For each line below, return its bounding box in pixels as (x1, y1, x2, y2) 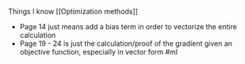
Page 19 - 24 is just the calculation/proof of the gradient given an (19, 39, 232, 48)
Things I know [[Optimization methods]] (8, 7, 139, 16)
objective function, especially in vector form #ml (19, 47, 178, 56)
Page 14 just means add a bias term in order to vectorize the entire (19, 22, 238, 31)
